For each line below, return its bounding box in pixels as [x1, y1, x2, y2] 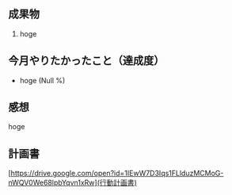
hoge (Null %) [19, 75, 66, 85]
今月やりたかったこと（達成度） [8, 54, 165, 67]
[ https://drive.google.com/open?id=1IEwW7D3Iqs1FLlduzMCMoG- [8, 169, 224, 178]
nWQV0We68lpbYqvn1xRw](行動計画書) [8, 178, 137, 188]
